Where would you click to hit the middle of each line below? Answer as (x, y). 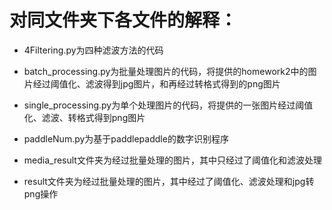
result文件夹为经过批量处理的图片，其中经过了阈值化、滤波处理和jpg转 (169, 181)
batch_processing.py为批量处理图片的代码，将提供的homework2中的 (166, 71)
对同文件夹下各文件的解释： (123, 20)
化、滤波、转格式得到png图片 (84, 117)
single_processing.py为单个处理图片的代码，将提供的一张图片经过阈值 (168, 105)
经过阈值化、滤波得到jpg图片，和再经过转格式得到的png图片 (156, 83)
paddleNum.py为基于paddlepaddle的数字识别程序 (126, 138)
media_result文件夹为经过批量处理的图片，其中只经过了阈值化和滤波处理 (172, 160)
